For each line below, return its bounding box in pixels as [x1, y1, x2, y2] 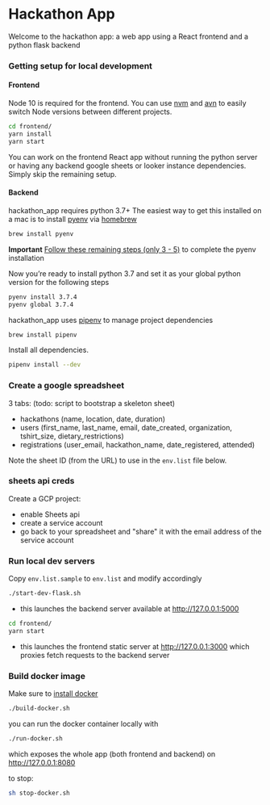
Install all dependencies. [8, 345, 89, 355]
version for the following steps [8, 277, 110, 287]
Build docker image [8, 670, 86, 681]
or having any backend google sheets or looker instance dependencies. [8, 161, 247, 170]
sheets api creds [8, 476, 75, 487]
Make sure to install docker [8, 689, 98, 698]
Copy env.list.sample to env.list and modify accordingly [8, 574, 202, 584]
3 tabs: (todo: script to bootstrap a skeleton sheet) [8, 398, 176, 408]
